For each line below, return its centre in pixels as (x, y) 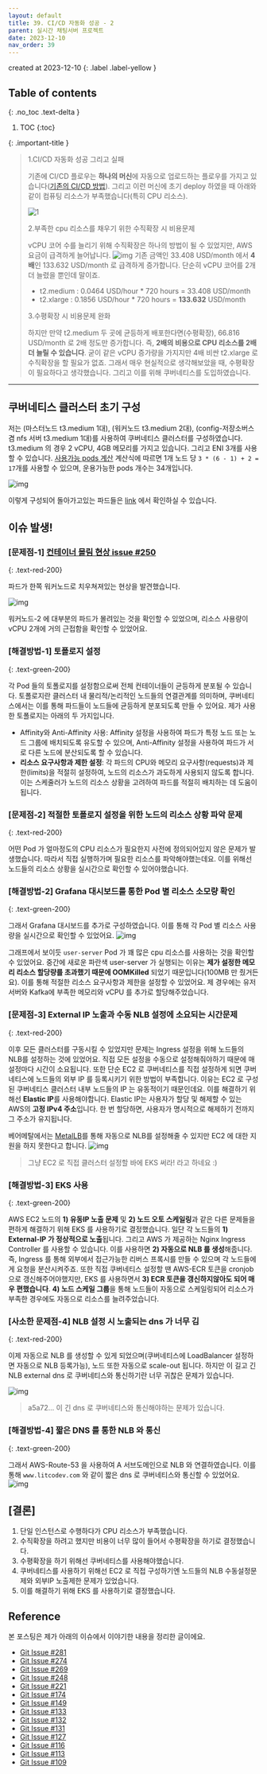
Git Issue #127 (43, 1737)
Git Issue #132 (43, 1720)
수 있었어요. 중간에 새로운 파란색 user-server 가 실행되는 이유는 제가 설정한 (124, 963)
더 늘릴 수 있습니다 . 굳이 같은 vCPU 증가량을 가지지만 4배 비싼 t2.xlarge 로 (143, 352)
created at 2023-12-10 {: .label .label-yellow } (82, 68)
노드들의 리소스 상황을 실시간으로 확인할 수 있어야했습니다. (99, 869)
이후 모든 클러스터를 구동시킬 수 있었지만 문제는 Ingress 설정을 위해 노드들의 (126, 1049)
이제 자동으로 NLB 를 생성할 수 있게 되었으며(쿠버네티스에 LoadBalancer (120, 1356)
